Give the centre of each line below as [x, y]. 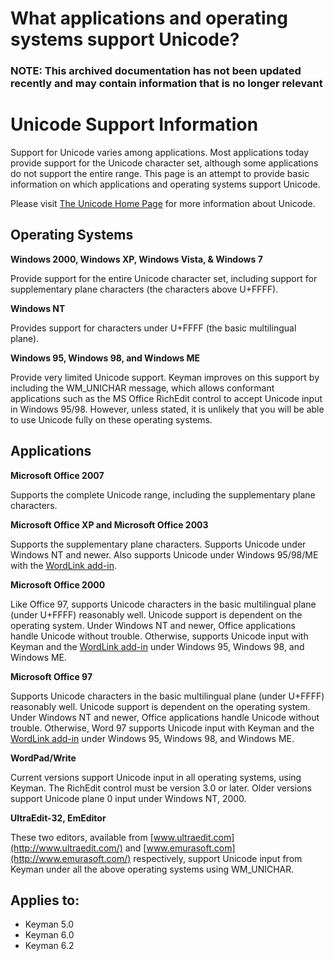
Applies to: [45, 900]
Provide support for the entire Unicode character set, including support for [164, 278]
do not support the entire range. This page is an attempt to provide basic [160, 174]
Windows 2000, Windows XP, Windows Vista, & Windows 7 [136, 259]
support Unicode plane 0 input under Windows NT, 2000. [128, 798]
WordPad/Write [43, 758]
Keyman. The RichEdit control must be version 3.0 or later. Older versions [161, 788]
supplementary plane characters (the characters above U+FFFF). [144, 289]
